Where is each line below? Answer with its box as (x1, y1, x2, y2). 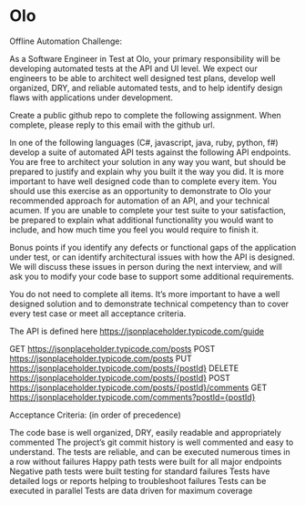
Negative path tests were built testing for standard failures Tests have (9, 466, 270, 477)
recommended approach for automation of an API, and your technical (9, 195, 270, 206)
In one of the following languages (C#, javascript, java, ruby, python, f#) (9, 137, 280, 148)
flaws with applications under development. (9, 92, 173, 103)
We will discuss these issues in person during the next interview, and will (9, 261, 282, 272)
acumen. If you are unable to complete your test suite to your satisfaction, (9, 204, 287, 215)
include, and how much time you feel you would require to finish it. (9, 224, 259, 235)
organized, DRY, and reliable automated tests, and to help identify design (9, 82, 283, 93)
